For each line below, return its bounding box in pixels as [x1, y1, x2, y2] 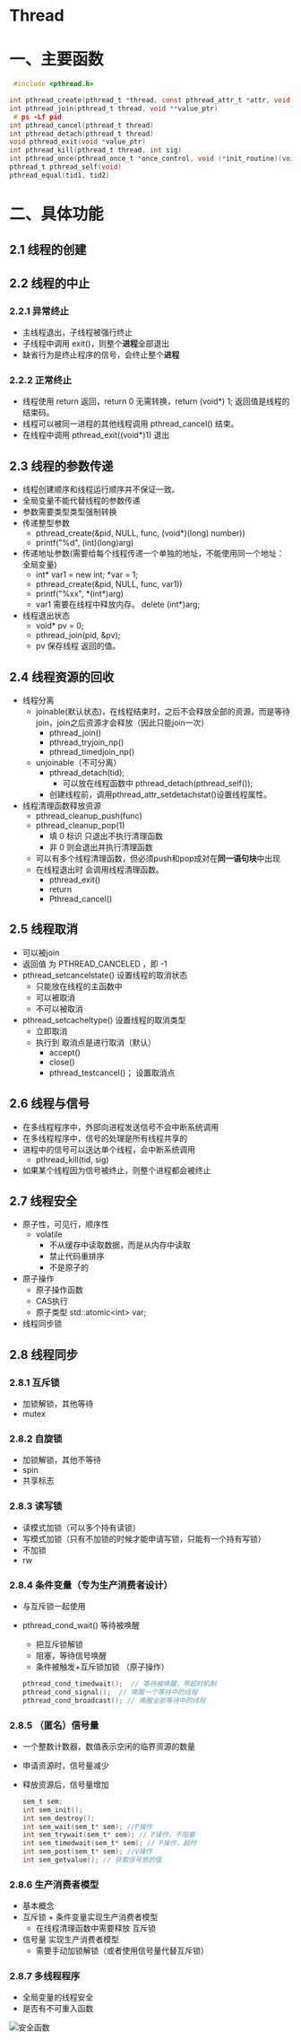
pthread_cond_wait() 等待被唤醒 [21, 1619, 141, 1630]
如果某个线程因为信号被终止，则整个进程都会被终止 [21, 1164, 211, 1176]
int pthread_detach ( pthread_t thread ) [9, 129, 154, 138]
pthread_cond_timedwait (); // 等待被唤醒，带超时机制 [21, 1679, 217, 1688]
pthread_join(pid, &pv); [35, 630, 121, 641]
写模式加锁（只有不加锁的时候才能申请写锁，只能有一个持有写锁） [21, 1533, 266, 1544]
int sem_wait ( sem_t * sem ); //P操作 [21, 1822, 153, 1831]
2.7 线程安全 [9, 1193, 78, 1208]
